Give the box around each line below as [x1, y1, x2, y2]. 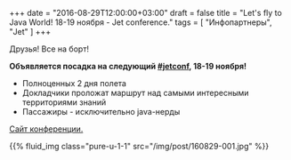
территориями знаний [21, 97, 107, 108]
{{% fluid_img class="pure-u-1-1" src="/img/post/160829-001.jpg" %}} [9, 141, 270, 151]
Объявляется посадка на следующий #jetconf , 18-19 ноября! [9, 61, 247, 71]
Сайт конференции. [9, 124, 84, 134]
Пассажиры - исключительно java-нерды [21, 107, 181, 116]
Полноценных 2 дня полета [21, 78, 127, 88]
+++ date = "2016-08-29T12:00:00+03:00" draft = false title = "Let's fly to [9, 8, 282, 18]
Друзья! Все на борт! [9, 44, 89, 54]
